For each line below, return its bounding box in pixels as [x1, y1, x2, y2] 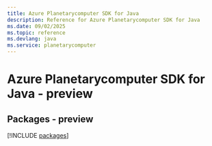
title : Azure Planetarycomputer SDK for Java [7, 10, 139, 17]
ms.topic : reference [7, 29, 66, 36]
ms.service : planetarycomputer [7, 42, 96, 49]
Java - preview [7, 86, 94, 101]
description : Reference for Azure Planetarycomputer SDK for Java [7, 16, 200, 23]
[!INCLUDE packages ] [7, 132, 69, 139]
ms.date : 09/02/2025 [7, 23, 66, 29]
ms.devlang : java [7, 36, 57, 42]
